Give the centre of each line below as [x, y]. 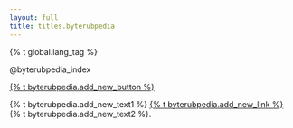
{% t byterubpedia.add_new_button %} [82, 87]
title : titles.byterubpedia [62, 26]
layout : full [34, 18]
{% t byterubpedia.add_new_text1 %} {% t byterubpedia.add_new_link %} [146, 104]
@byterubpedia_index [50, 69]
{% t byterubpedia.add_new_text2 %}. [80, 114]
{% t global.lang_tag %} [53, 51]
